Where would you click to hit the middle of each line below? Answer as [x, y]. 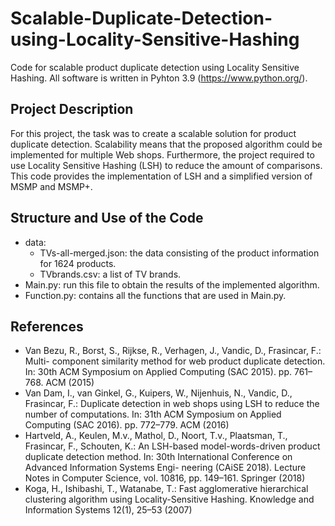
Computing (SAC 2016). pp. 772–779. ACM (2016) [127, 425]
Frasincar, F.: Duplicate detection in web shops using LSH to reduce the [172, 404]
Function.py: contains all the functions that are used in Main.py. [155, 295]
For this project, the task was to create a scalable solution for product [153, 133]
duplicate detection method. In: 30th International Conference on [158, 457]
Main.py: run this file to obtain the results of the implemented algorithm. [172, 284]
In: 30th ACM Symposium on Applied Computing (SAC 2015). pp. [158, 372]
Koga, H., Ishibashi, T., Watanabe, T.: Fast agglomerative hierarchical [166, 489]
